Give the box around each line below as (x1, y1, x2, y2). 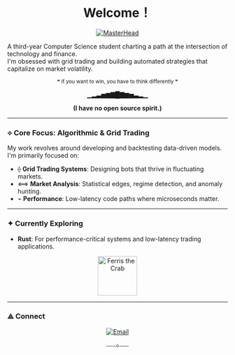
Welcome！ (83, 5, 152, 21)
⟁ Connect (7, 312, 45, 321)
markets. (17, 172, 43, 181)
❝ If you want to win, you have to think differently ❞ (57, 78, 178, 85)
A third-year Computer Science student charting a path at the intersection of (7, 42, 228, 50)
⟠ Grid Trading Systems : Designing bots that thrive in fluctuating (17, 165, 204, 174)
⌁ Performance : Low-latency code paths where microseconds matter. (17, 195, 220, 203)
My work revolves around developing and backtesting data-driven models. (7, 144, 222, 153)
